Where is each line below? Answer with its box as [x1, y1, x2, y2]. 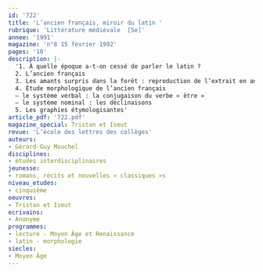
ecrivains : [8, 209, 44, 216]
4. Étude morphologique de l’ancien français [15, 84, 167, 92]
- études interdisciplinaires [8, 158, 107, 165]
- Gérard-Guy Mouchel [8, 143, 79, 151]
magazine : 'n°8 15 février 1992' [8, 41, 117, 49]
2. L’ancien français [15, 70, 86, 78]
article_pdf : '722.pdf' [8, 114, 86, 121]
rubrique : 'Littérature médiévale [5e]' [8, 26, 146, 34]
